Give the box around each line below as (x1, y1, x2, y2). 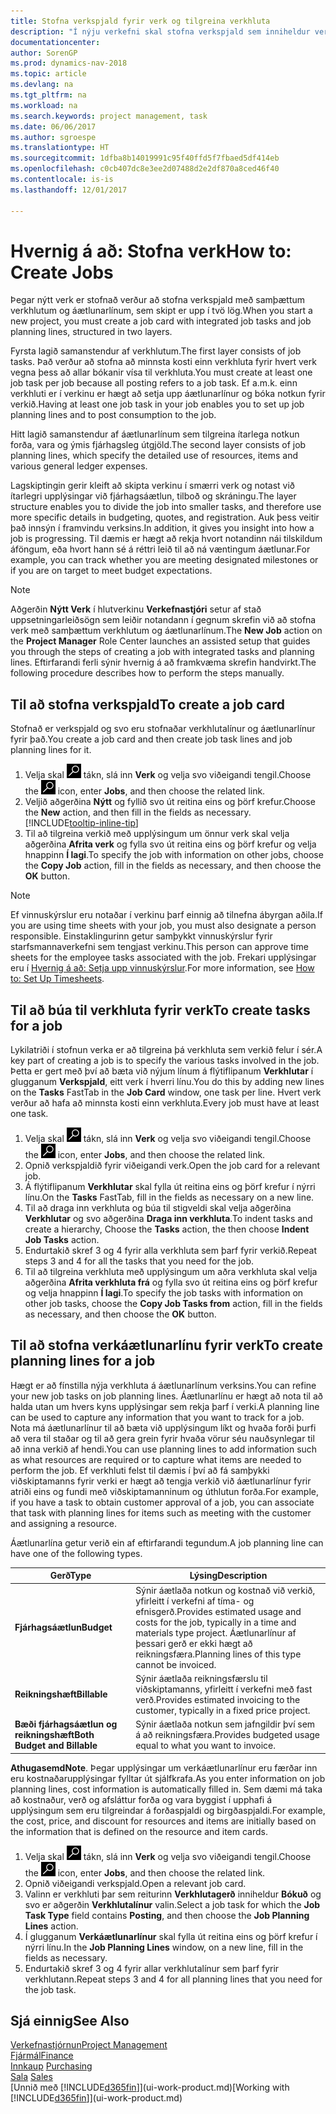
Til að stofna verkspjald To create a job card (10, 696, 285, 713)
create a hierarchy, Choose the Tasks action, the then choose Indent (24, 1223, 310, 1235)
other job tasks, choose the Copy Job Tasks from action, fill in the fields (24, 1298, 323, 1310)
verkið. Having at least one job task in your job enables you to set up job (10, 398, 305, 410)
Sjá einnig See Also (10, 2013, 130, 2030)
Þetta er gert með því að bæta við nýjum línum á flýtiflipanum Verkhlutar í (10, 1065, 314, 1077)
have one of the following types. (10, 1547, 143, 1559)
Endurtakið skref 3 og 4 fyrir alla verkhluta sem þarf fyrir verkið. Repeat (24, 1245, 317, 1257)
